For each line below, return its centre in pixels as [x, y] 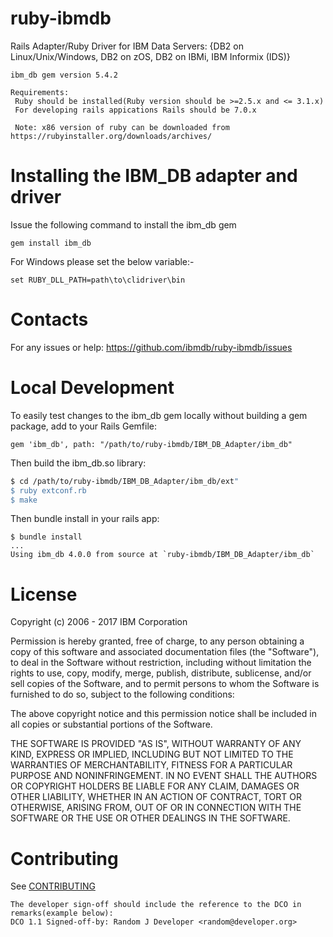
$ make [24, 500]
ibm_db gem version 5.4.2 [64, 75]
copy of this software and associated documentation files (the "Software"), [165, 652]
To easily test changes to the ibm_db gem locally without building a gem [159, 415]
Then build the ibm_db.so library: [78, 463]
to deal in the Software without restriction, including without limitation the [161, 663]
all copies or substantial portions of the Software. [111, 724]
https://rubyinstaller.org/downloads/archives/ [111, 136]
